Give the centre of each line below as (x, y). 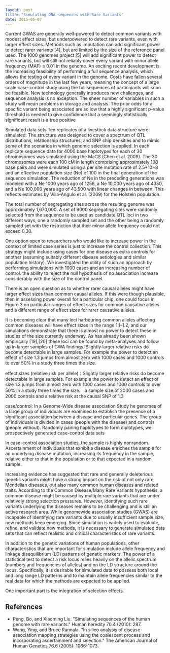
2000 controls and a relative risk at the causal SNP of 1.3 (64, 396)
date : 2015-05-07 (24, 19)
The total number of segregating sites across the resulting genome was (80, 204)
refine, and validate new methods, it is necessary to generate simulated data (85, 528)
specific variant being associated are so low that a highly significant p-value (85, 109)
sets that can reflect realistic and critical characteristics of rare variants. (80, 533)
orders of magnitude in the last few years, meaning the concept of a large (82, 82)
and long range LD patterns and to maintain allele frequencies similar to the (84, 575)
